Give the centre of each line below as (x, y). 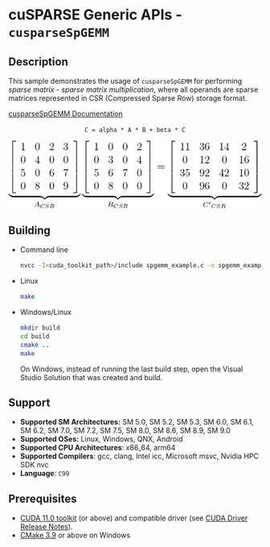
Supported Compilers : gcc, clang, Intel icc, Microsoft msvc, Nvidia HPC (139, 456)
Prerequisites (43, 498)
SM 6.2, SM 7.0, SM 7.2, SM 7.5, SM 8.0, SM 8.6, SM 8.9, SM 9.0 (125, 431)
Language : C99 (45, 474)
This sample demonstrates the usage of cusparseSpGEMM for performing (125, 81)
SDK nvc (34, 465)
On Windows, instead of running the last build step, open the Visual (131, 369)
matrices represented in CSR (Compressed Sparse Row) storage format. (128, 98)
